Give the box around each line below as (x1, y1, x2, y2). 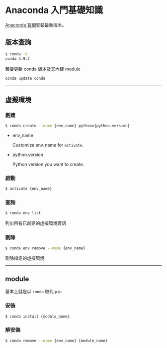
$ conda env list (5, 210, 41, 216)
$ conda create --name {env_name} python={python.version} (5, 123, 130, 129)
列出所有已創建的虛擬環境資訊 (5, 220, 66, 226)
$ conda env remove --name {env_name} (5, 245, 85, 251)
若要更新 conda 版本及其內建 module (5, 66, 81, 72)
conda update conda (5, 76, 46, 81)
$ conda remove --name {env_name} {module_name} (5, 338, 108, 343)
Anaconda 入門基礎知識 (5, 4, 103, 16)
